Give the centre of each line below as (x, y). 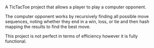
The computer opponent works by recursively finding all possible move (77, 16)
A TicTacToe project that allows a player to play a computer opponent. (76, 7)
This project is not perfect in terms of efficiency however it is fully (72, 36)
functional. (16, 41)
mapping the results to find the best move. (48, 27)
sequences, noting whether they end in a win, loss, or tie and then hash (77, 22)
